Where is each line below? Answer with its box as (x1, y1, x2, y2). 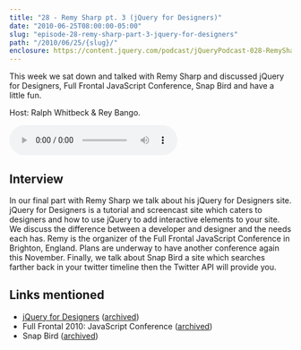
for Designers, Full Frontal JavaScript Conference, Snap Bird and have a (9, 81, 275, 91)
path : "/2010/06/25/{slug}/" (9, 38, 118, 47)
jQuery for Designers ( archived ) (21, 311, 140, 322)
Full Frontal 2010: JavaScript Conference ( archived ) (21, 320, 213, 331)
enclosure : (9, 47, 50, 55)
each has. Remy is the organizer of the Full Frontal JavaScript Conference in (9, 233, 290, 243)
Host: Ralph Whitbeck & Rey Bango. (9, 107, 141, 118)
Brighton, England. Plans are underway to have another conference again (9, 243, 279, 253)
